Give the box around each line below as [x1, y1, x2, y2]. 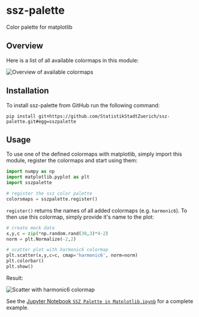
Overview [6, 41, 44, 51]
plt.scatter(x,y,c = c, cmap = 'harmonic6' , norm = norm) [6, 252, 138, 258]
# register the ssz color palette [6, 191, 93, 197]
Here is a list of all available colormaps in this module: [6, 56, 139, 64]
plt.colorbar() [6, 258, 44, 264]
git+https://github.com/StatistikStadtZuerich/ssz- [38, 113, 170, 119]
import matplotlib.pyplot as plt [6, 174, 90, 180]
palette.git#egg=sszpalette [6, 118, 77, 125]
